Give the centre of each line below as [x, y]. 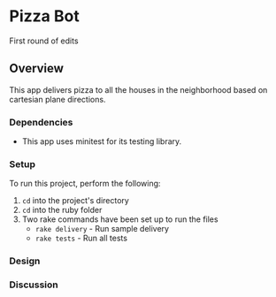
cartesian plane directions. [57, 99]
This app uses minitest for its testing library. [102, 141]
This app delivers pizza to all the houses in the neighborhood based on [138, 89]
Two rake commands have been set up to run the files [120, 219]
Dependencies [41, 122]
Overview [37, 69]
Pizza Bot [44, 16]
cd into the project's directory [76, 201]
